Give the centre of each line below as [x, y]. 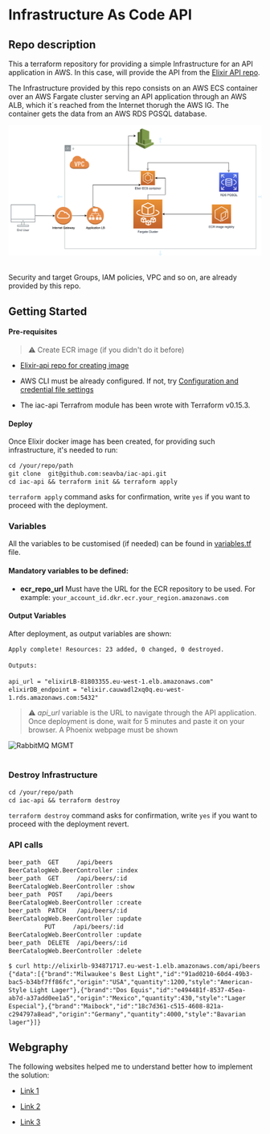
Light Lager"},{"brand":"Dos [78, 991]
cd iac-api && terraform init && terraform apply [93, 482]
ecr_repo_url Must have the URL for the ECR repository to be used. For [137, 589]
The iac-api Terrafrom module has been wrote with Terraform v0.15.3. [135, 405]
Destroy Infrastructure [53, 775]
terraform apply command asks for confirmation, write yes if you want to [129, 497]
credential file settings [57, 389]
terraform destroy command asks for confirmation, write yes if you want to [133, 816]
